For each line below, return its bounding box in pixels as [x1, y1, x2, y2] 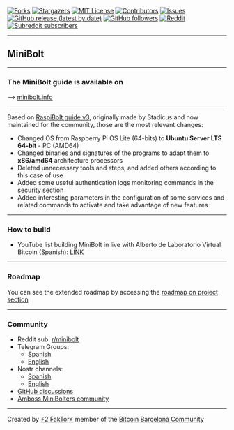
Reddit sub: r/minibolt [17, 335, 79, 343]
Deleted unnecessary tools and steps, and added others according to [17, 164, 217, 172]
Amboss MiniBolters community [17, 394, 109, 403]
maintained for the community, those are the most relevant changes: [7, 121, 203, 129]
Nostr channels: [17, 365, 63, 373]
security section [17, 186, 64, 195]
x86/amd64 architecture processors [17, 156, 123, 165]
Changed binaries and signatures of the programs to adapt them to [17, 149, 210, 157]
